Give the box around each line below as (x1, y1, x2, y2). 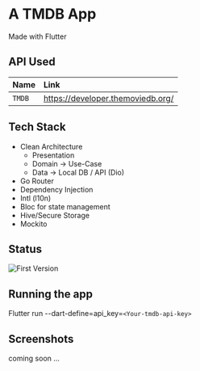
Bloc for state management (19, 201, 110, 211)
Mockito (19, 219, 48, 229)
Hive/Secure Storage (19, 210, 90, 220)
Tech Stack (8, 120, 66, 134)
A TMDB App (8, 5, 97, 23)
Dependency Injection (19, 184, 94, 194)
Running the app (8, 287, 93, 301)
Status (8, 242, 43, 255)
